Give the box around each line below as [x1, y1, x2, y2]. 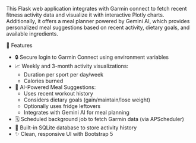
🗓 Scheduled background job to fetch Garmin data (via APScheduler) [14, 116, 184, 122]
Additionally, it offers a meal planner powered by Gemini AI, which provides [6, 18, 190, 24]
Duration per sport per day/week [23, 71, 104, 78]
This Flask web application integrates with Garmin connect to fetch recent [6, 5, 187, 12]
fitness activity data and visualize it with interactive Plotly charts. [6, 11, 165, 18]
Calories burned [23, 77, 64, 84]
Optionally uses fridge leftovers [23, 103, 101, 109]
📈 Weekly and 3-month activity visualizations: [14, 62, 129, 69]
